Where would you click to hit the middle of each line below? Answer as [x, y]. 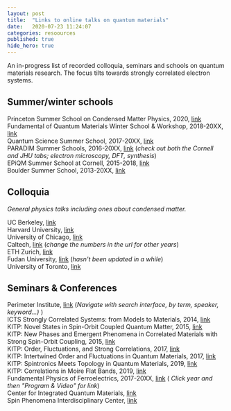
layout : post [26, 14]
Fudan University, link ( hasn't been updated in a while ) [85, 259]
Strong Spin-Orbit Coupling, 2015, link [61, 342]
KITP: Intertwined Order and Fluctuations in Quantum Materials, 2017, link [112, 356]
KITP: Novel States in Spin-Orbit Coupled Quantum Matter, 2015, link [105, 327]
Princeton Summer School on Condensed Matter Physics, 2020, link [104, 119]
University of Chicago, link [45, 237]
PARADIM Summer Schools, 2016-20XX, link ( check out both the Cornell [110, 148]
